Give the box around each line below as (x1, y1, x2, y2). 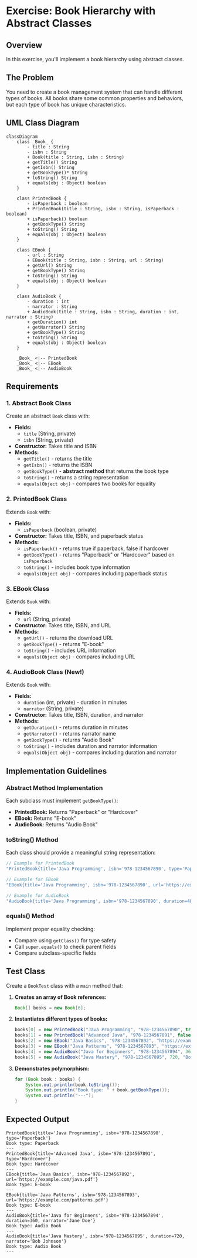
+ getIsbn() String (27, 164, 75, 170)
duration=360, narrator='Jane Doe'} (6, 1217, 96, 1223)
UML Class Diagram (6, 118, 80, 128)
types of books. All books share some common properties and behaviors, (6, 94, 184, 101)
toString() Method (6, 835, 59, 843)
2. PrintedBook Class (6, 495, 67, 503)
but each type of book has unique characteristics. (6, 101, 127, 108)
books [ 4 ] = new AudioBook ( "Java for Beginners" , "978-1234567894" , (14, 1048, 184, 1055)
